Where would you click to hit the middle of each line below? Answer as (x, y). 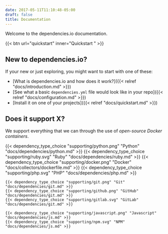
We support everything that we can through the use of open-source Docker (84, 131)
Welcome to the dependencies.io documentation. (56, 34)
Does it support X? (35, 119)
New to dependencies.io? (46, 59)
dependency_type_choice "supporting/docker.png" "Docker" (68, 162)
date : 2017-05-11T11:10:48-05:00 (40, 10)
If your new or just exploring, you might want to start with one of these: (79, 72)
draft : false (19, 15)
